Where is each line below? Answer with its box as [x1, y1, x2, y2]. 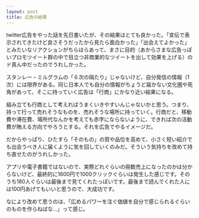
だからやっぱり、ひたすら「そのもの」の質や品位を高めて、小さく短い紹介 [6, 136, 188, 143]
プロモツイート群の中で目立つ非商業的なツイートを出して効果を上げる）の [11, 53, 193, 60]
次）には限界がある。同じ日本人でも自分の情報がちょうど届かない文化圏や [6, 81, 188, 88]
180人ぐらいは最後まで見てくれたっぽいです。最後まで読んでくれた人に [16, 178, 191, 185]
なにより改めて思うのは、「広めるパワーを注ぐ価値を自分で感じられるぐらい [6, 198, 191, 205]
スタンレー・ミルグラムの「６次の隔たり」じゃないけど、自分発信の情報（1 [6, 73, 190, 81]
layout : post [6, 8, 38, 15]
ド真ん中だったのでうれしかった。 [6, 60, 89, 68]
